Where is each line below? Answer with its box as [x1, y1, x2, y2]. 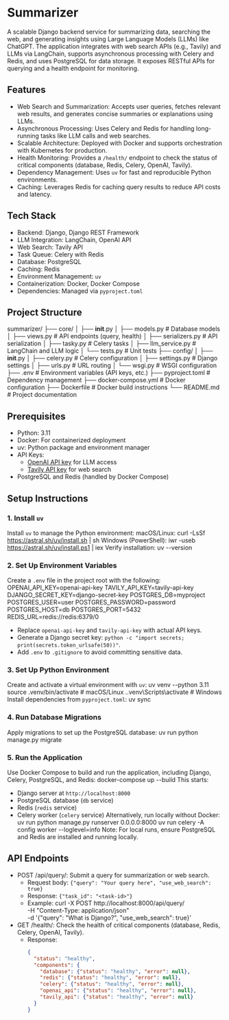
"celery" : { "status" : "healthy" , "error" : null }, [40, 981, 184, 988]
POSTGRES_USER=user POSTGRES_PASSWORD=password [7, 598, 176, 607]
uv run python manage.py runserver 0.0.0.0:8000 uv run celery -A [16, 818, 204, 827]
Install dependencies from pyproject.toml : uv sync [7, 695, 151, 704]
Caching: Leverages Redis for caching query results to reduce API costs [16, 182, 221, 191]
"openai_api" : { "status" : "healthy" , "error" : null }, [40, 987, 197, 995]
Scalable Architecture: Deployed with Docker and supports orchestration [16, 139, 223, 147]
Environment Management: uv [16, 272, 101, 280]
